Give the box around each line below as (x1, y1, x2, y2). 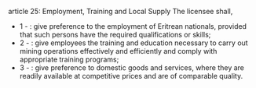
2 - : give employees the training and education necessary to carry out (19, 38, 249, 48)
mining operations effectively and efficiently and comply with (19, 47, 218, 55)
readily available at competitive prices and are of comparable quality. (19, 72, 243, 80)
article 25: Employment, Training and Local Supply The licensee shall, (8, 7, 233, 16)
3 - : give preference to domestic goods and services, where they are (19, 63, 245, 72)
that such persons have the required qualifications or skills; (19, 30, 211, 39)
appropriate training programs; (19, 55, 119, 64)
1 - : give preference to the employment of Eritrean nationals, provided (19, 22, 247, 30)
